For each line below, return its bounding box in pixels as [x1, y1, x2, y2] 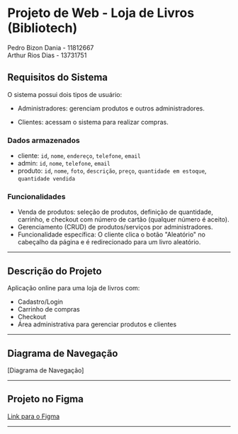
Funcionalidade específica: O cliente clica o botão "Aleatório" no [17, 230, 205, 239]
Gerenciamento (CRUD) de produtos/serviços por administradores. [17, 223, 213, 232]
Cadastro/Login [17, 297, 64, 306]
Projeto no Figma [7, 393, 84, 405]
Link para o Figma [7, 412, 60, 421]
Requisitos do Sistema [7, 72, 108, 84]
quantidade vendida [17, 176, 76, 183]
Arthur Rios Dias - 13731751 [7, 51, 87, 59]
